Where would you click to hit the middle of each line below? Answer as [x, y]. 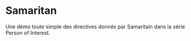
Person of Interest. [28, 32]
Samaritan [31, 11]
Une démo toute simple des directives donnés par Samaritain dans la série [95, 27]
